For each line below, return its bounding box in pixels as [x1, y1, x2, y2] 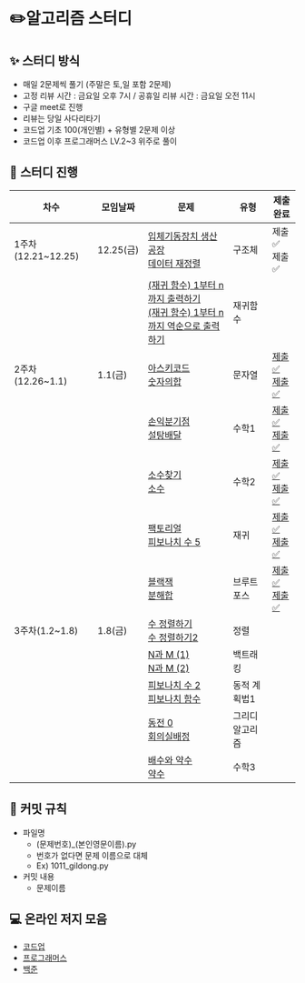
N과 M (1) [148, 647, 190, 660]
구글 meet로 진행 [22, 102, 84, 112]
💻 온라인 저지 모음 [9, 911, 107, 928]
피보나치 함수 [148, 692, 202, 705]
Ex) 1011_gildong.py [35, 860, 109, 871]
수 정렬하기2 [148, 631, 199, 644]
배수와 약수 [148, 754, 192, 767]
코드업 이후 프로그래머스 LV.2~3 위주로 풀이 [22, 135, 178, 146]
